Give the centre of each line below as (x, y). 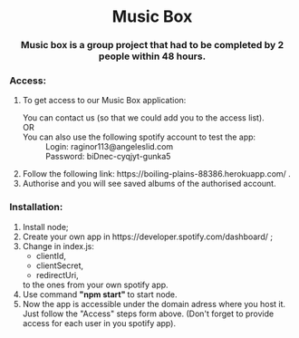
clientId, (51, 256)
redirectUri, (57, 275)
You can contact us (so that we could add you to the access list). (143, 118)
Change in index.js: (58, 246)
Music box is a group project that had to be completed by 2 (152, 45)
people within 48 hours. (152, 56)
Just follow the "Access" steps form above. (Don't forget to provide (148, 314)
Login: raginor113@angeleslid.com (109, 147)
